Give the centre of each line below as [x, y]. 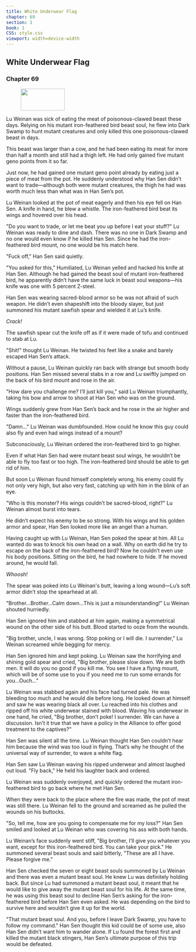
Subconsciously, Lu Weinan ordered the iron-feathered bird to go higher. [94, 444]
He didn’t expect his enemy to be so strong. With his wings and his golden [96, 520]
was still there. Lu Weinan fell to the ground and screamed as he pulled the [96, 805]
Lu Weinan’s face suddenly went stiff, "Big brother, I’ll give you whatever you [98, 840]
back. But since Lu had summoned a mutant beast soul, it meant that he [93, 883]
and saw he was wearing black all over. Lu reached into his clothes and [92, 704]
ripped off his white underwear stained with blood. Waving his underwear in [97, 710]
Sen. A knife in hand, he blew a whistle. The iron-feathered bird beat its [92, 209]
